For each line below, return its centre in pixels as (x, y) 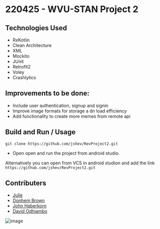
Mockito (21, 56)
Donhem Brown (29, 201)
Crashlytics (24, 77)
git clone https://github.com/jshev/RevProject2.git (62, 144)
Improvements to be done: (47, 94)
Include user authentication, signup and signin (60, 105)
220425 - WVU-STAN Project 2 (72, 9)
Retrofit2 (22, 67)
